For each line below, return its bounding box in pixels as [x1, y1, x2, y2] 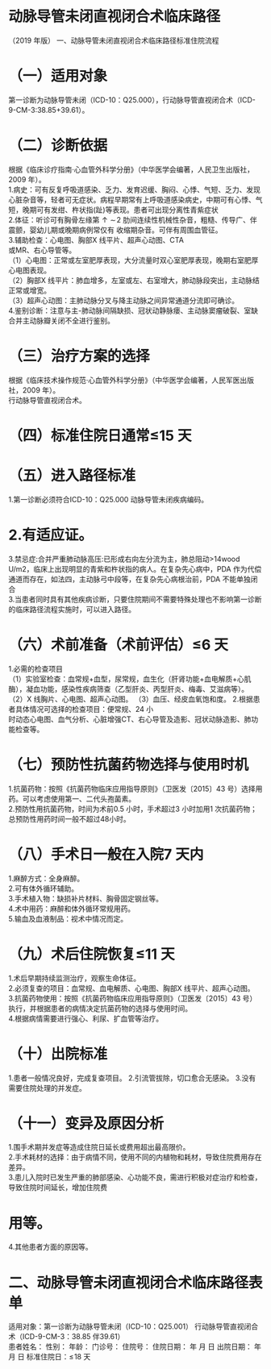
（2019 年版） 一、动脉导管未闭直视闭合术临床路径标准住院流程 [8, 35, 219, 45]
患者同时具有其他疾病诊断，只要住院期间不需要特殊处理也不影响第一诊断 [21, 594, 262, 604]
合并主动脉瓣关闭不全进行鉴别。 [8, 315, 115, 325]
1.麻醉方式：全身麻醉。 [8, 873, 85, 883]
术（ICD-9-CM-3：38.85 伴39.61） [8, 1332, 125, 1342]
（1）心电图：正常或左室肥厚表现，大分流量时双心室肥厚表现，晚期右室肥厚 [8, 255, 259, 264]
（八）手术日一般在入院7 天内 [8, 845, 204, 863]
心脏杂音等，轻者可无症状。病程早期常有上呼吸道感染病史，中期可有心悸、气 [8, 194, 263, 204]
